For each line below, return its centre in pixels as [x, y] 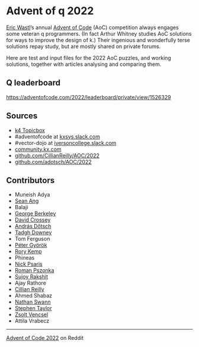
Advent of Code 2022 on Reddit [45, 338]
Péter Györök [31, 245]
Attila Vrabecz [32, 321]
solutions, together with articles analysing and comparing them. [84, 64]
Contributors [31, 180]
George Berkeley [35, 214]
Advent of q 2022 [50, 11]
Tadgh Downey [33, 232]
